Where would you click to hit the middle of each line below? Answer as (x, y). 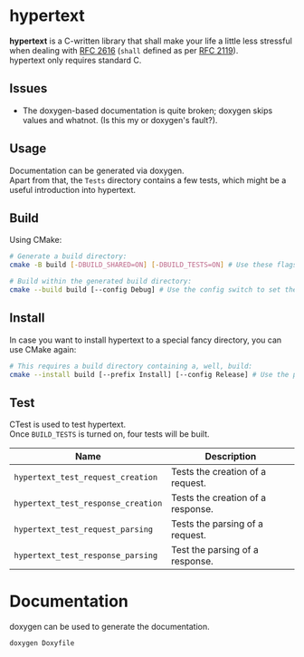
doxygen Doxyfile (42, 643)
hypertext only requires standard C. (76, 60)
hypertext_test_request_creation (86, 478)
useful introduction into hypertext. (73, 189)
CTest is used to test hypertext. (68, 425)
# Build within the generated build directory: (101, 282)
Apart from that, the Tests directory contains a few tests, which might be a (148, 180)
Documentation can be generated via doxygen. (97, 170)
